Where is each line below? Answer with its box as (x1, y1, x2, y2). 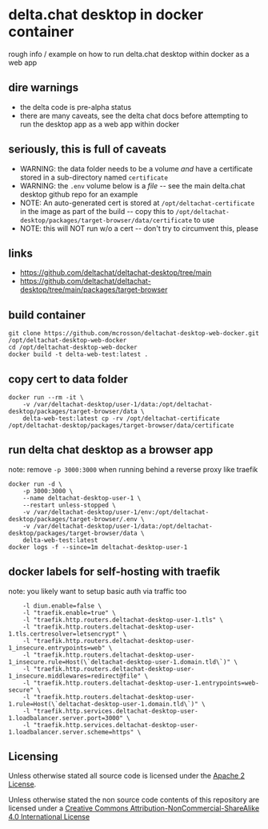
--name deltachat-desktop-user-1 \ (22, 494, 142, 502)
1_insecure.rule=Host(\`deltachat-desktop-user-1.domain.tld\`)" (8, 657, 230, 666)
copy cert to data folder (8, 372, 128, 386)
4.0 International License (8, 812, 90, 822)
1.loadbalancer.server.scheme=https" (8, 728, 134, 736)
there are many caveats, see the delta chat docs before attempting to (19, 111, 249, 120)
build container (8, 308, 86, 321)
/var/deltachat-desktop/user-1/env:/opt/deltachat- (33, 508, 210, 516)
